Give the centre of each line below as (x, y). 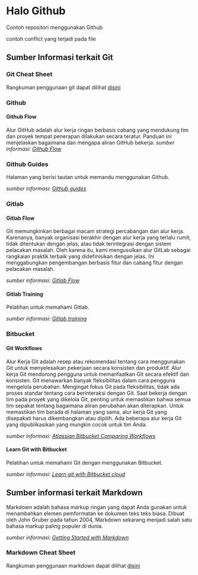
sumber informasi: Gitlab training (47, 319)
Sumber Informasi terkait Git (60, 57)
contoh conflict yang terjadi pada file (51, 39)
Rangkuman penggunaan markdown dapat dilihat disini (73, 566)
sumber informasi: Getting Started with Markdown (68, 537)
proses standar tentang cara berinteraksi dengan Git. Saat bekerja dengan (97, 393)
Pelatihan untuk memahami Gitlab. (48, 307)
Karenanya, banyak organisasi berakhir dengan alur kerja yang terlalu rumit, (98, 238)
